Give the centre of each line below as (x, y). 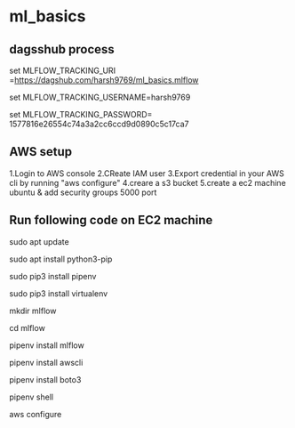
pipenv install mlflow (47, 345)
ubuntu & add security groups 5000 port (83, 192)
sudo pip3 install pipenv (53, 276)
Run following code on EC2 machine (111, 220)
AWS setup (41, 152)
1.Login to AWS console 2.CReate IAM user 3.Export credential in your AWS (147, 173)
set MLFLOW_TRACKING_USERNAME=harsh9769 (100, 97)
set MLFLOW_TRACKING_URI (63, 70)
